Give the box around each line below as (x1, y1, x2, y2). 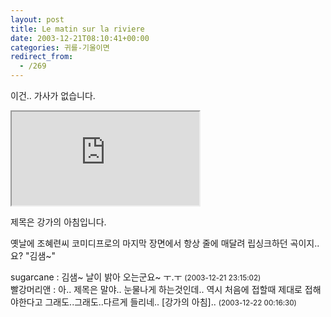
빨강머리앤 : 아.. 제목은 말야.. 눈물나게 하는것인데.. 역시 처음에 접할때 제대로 (10, 284, 303, 295)
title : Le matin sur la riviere (10, 24, 145, 34)
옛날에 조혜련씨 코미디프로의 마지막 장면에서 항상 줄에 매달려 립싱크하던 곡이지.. (10, 237, 320, 249)
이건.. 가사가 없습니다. (10, 90, 96, 101)
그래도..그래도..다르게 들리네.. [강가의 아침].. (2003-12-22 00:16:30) (44, 296, 297, 308)
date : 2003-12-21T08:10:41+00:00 (10, 33, 150, 43)
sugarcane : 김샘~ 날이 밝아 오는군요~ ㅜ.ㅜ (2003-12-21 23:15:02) (10, 271, 262, 283)
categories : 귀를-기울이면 (10, 42, 110, 53)
